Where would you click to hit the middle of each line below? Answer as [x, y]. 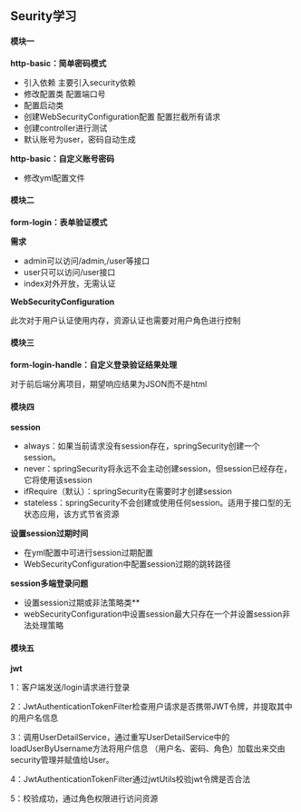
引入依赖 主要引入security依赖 [80, 82]
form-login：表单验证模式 [59, 222]
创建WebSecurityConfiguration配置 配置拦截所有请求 [122, 116]
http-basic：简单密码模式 [58, 63]
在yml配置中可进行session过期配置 [88, 553]
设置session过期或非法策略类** [82, 603]
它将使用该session [58, 480]
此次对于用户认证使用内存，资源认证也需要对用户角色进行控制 [126, 320]
